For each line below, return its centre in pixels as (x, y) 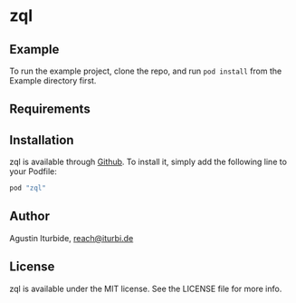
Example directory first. (53, 81)
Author (29, 216)
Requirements (50, 109)
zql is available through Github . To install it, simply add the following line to (148, 162)
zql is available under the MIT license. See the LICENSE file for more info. (146, 288)
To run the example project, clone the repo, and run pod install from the (146, 71)
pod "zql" (28, 188)
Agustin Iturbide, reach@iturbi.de (72, 238)
